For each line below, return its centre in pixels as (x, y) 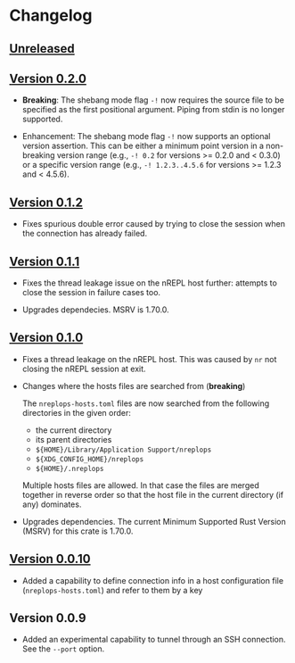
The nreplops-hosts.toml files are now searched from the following (146, 403)
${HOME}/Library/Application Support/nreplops (123, 450)
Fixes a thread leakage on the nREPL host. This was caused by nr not (149, 359)
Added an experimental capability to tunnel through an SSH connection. (154, 640)
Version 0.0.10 (50, 559)
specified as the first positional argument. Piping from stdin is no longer (153, 110)
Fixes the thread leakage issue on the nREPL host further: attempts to (150, 283)
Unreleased (42, 49)
